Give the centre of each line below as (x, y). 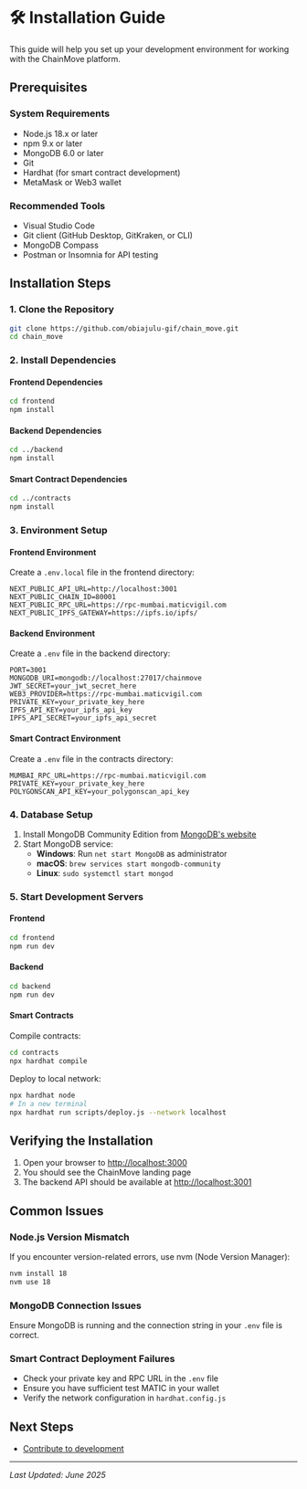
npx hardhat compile (49, 1061)
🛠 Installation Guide (88, 18)
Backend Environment (53, 633)
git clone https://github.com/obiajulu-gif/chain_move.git (124, 328)
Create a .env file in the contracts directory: (91, 758)
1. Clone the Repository (62, 310)
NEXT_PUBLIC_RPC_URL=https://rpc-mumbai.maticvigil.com (118, 605)
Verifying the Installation (81, 1141)
